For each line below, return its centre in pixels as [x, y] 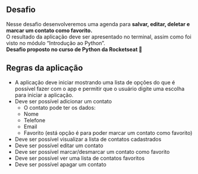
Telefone [34, 120]
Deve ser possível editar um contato [59, 145]
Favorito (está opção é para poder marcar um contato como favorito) [108, 132]
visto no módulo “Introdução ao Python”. [56, 43]
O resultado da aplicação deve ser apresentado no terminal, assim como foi [99, 37]
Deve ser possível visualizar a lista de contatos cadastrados [88, 139]
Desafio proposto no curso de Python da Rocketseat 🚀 [74, 49]
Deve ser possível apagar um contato [61, 164]
